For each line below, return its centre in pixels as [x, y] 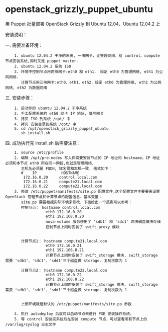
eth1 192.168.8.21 [65, 250]
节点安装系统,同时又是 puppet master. [42, 61]
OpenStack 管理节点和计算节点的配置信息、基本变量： [54, 197]
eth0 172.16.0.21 [63, 245]
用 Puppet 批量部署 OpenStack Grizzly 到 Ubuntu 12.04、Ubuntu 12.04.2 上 [83, 24]
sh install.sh [36, 133]
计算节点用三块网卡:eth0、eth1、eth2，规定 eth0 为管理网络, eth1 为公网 [91, 82]
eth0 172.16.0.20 [63, 212]
